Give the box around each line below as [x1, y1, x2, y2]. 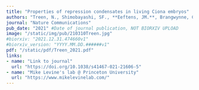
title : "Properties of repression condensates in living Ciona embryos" [6, 8, 190, 15]
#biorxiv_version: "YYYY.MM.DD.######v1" [6, 42, 110, 48]
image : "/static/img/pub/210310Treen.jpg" [6, 31, 113, 37]
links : [6, 53, 23, 59]
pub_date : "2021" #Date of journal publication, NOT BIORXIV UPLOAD [6, 25, 179, 31]
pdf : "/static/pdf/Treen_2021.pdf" [6, 47, 94, 53]
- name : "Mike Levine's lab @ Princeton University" [6, 69, 139, 75]
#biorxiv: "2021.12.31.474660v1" [6, 36, 89, 42]
